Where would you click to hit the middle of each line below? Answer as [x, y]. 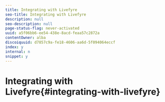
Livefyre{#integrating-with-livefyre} [83, 92]
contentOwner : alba [26, 38]
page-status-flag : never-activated [42, 28]
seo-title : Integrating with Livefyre [46, 14]
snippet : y [17, 56]
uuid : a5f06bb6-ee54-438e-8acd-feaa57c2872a [52, 33]
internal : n [18, 51]
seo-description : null [29, 24]
